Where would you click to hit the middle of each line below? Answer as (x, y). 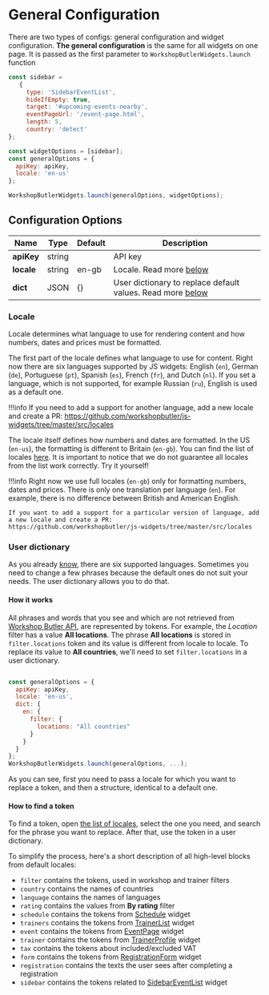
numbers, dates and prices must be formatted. (85, 343)
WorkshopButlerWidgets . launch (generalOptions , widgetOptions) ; (116, 195)
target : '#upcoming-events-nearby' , (87, 107)
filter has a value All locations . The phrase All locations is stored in (120, 634)
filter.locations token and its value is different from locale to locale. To (128, 643)
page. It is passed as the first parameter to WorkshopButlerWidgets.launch (129, 54)
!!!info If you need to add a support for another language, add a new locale (131, 408)
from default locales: (42, 865)
